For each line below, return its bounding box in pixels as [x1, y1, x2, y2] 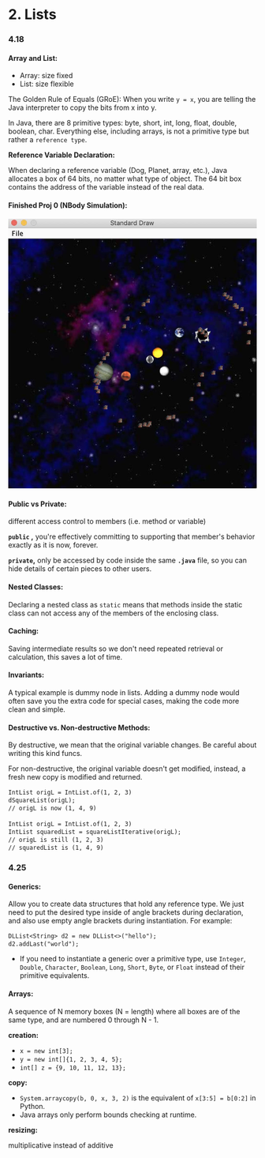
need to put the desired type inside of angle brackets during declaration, [8, 908, 244, 917]
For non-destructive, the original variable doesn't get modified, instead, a [8, 764, 246, 773]
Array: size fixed [19, 71, 73, 81]
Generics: [8, 882, 42, 891]
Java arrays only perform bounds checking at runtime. [19, 1110, 197, 1119]
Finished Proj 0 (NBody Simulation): [8, 200, 128, 210]
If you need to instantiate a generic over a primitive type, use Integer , [19, 954, 246, 964]
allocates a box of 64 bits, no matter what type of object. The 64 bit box [8, 174, 242, 183]
